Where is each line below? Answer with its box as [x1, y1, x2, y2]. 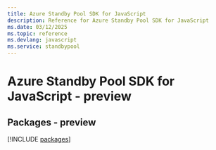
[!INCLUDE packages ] [7, 135, 71, 143]
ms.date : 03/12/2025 [7, 23, 68, 30]
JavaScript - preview [7, 89, 132, 104]
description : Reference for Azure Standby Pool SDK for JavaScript [7, 17, 210, 24]
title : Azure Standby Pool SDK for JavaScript [7, 10, 146, 18]
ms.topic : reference [7, 30, 68, 37]
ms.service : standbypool [7, 43, 80, 50]
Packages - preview [7, 116, 96, 128]
